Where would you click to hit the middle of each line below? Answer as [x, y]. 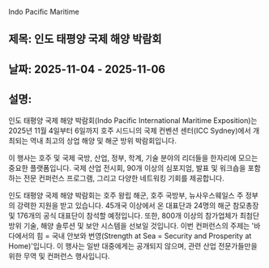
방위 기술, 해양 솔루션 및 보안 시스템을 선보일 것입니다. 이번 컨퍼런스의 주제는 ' [131, 225]
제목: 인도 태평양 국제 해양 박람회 [85, 39]
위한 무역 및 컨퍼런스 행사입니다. [60, 256]
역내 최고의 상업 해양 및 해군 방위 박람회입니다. [103, 140]
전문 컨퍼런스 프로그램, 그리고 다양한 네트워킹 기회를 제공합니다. [124, 178]
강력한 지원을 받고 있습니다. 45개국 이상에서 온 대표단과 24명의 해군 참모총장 [138, 205]
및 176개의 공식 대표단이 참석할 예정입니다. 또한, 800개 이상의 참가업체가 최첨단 [134, 215]
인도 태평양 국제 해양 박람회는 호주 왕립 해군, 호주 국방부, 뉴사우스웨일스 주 [126, 195]
